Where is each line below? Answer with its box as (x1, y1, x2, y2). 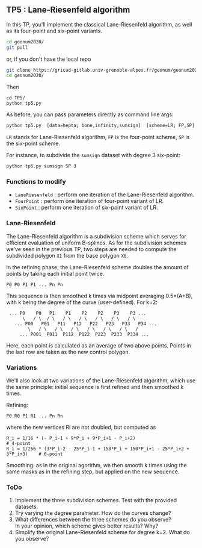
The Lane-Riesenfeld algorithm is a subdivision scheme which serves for (6, 232, 186, 240)
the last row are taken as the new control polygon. (6, 348, 130, 355)
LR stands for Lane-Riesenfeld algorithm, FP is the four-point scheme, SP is (6, 134, 190, 141)
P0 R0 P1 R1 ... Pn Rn (6, 413, 63, 419)
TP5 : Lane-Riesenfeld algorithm (6, 5, 130, 15)
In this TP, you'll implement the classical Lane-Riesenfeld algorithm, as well (6, 20, 192, 28)
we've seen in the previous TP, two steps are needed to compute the (6, 245, 177, 252)
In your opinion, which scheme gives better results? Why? (14, 522, 158, 529)
